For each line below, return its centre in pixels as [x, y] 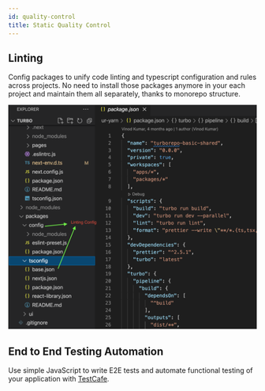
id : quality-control [42, 17]
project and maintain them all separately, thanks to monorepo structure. [124, 94]
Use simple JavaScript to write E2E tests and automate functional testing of [131, 370]
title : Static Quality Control [60, 25]
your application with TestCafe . [59, 378]
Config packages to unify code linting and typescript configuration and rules [132, 77]
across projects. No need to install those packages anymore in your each [127, 85]
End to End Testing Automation [86, 351]
